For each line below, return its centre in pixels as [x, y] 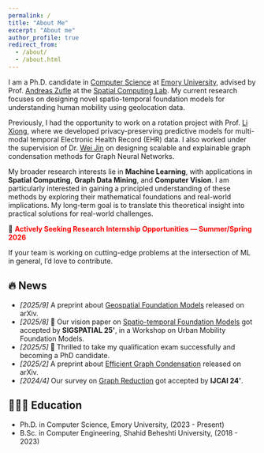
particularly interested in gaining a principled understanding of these [119, 188]
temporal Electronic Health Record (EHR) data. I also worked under [138, 139]
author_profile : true [44, 38]
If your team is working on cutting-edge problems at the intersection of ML [129, 252]
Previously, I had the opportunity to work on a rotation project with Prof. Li [128, 123]
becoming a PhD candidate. [65, 355]
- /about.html [38, 60]
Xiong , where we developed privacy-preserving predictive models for [121, 130]
